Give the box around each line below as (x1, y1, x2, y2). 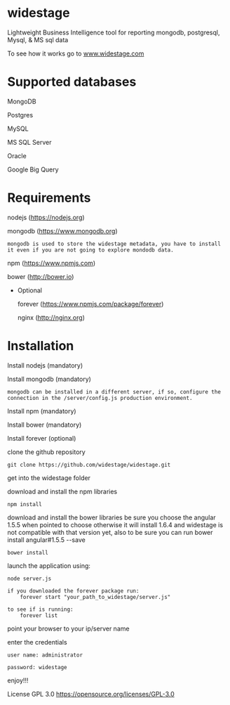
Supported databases (7, 74, 137, 90)
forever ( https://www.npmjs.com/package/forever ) (17, 299, 164, 308)
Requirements (7, 190, 91, 206)
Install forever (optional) (7, 434, 76, 442)
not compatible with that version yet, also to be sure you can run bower (7, 528, 213, 536)
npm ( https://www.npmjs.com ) (7, 259, 96, 267)
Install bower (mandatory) (7, 420, 82, 429)
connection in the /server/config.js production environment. (7, 394, 193, 401)
